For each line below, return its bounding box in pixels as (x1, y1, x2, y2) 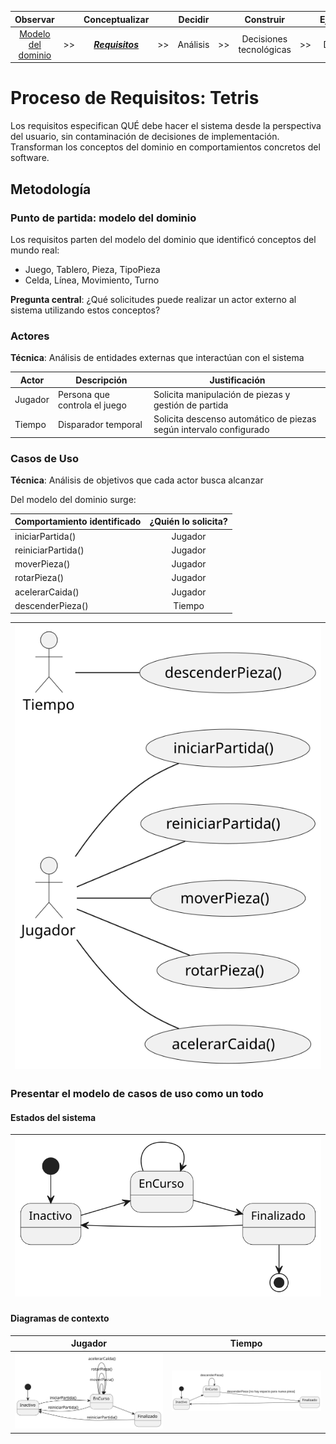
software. (10, 152, 50, 164)
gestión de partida (153, 399, 229, 411)
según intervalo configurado (153, 424, 270, 436)
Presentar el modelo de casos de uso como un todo (10, 1087, 264, 1101)
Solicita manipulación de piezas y (153, 388, 291, 400)
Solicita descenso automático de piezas (153, 413, 317, 425)
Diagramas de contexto (10, 1312, 110, 1324)
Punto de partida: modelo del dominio (10, 211, 197, 225)
